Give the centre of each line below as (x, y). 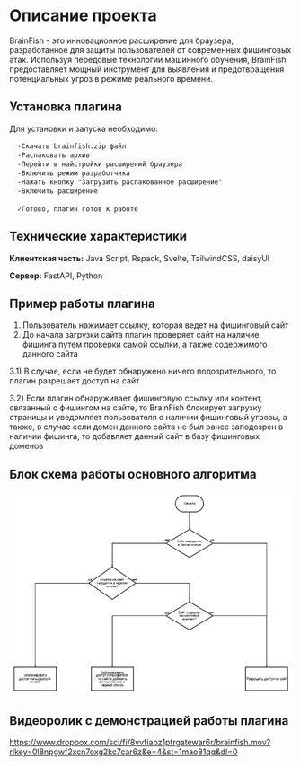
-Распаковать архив (54, 155)
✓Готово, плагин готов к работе (78, 209)
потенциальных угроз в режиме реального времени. (111, 78)
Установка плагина (66, 107)
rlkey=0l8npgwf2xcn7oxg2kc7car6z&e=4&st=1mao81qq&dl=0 (124, 752)
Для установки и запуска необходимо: (84, 128)
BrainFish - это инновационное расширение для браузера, (122, 40)
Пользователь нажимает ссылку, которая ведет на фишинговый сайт (155, 325)
